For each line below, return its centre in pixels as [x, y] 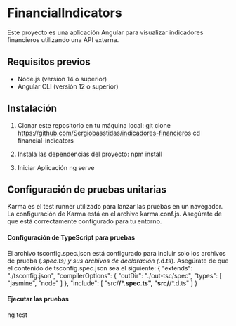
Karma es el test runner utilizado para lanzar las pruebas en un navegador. [115, 207]
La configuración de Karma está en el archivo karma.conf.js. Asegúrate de [115, 214]
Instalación [32, 109]
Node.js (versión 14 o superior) [62, 79]
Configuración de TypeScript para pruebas [71, 237]
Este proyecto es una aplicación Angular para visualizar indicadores [105, 32]
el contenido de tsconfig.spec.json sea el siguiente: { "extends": [100, 268]
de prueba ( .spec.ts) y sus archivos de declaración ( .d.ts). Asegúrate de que [118, 261]
